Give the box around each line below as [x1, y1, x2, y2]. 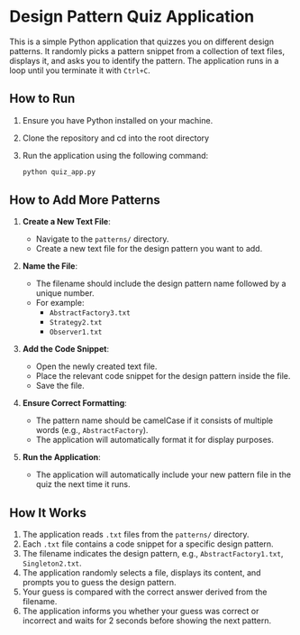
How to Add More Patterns [9, 192, 160, 208]
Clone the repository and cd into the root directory [22, 133, 210, 143]
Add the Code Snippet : [22, 344, 110, 354]
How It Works [9, 505, 87, 520]
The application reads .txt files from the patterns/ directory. [22, 529, 250, 540]
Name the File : [22, 261, 78, 271]
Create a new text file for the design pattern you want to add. [35, 244, 263, 254]
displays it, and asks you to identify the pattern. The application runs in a [9, 55, 279, 66]
